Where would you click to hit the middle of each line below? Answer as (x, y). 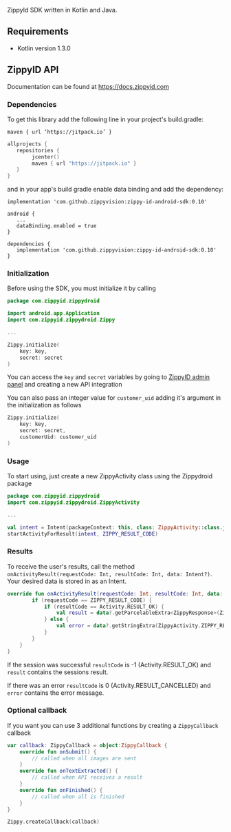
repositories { (38, 150)
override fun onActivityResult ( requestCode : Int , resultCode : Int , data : (115, 593)
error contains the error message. (56, 693)
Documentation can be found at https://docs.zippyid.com (88, 86)
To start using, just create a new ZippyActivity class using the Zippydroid (110, 476)
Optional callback (37, 711)
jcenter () (46, 157)
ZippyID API (33, 70)
